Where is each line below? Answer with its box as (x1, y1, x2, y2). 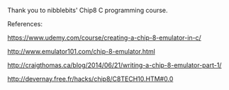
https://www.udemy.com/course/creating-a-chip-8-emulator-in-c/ (7, 33, 202, 42)
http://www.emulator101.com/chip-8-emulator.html (7, 47, 156, 55)
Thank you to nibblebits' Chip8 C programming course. (7, 6, 168, 14)
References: (7, 20, 43, 28)
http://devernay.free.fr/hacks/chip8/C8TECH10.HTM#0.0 (7, 74, 174, 83)
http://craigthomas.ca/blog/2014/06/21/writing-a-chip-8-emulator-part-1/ (7, 61, 222, 69)
